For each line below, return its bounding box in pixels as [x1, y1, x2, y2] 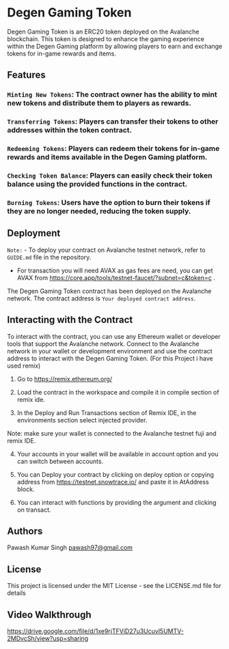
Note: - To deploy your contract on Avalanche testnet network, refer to [7, 246, 206, 254]
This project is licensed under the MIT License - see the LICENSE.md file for [7, 582, 221, 590]
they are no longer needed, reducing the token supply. [7, 206, 191, 215]
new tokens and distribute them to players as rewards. [7, 98, 191, 108]
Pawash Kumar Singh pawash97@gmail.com [7, 543, 133, 552]
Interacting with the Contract [7, 314, 133, 326]
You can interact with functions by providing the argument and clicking [16, 498, 217, 506]
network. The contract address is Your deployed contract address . [7, 294, 196, 303]
